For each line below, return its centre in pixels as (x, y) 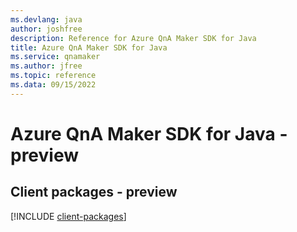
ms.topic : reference (53, 76)
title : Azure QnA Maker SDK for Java (89, 47)
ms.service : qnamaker (55, 57)
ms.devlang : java (46, 19)
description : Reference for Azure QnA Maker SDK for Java (133, 38)
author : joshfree (46, 29)
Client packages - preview (94, 192)
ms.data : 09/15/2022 (53, 85)
